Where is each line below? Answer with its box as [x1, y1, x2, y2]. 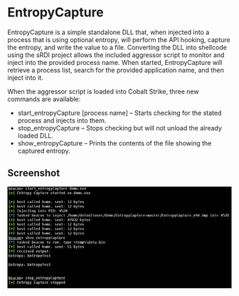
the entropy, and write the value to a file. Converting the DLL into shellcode [7, 43, 228, 51]
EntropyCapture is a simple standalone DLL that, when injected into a [7, 28, 210, 36]
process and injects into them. [17, 116, 107, 125]
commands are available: [7, 94, 81, 103]
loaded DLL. [17, 131, 53, 140]
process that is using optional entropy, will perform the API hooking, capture [7, 35, 230, 44]
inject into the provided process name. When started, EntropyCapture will [7, 58, 223, 66]
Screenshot [7, 167, 60, 179]
